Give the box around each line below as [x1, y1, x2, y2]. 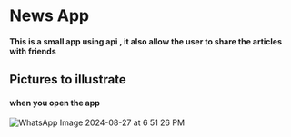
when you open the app [9, 97, 100, 108]
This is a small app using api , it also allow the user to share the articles [9, 35, 283, 46]
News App [9, 5, 89, 26]
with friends [9, 45, 56, 56]
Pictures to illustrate [9, 72, 127, 87]
